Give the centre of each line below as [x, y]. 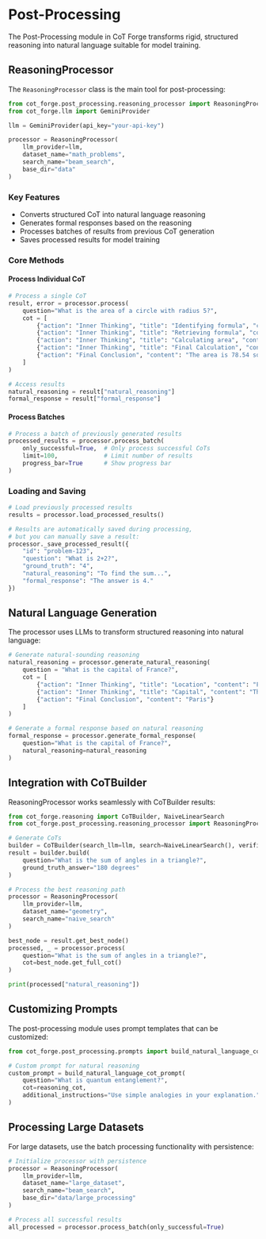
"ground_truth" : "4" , [58, 566]
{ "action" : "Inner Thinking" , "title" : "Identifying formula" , [143, 326]
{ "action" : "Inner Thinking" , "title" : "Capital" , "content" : [141, 692]
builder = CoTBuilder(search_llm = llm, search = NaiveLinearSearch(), [122, 846]
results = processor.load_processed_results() [86, 515]
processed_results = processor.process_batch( [86, 441]
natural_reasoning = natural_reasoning [85, 751]
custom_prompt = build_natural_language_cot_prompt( [97, 1073]
